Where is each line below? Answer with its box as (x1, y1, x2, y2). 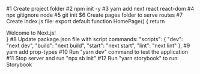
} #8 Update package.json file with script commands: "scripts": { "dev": (6, 36, 183, 42)
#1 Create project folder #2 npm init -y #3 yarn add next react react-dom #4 (6, 5, 195, 12)
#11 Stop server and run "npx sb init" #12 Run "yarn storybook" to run (6, 55, 178, 61)
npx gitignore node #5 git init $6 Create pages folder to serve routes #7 (6, 11, 183, 18)
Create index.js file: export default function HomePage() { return (6, 18, 165, 24)
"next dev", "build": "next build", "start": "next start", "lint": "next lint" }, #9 (6, 42, 190, 49)
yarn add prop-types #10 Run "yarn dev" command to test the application (6, 48, 188, 55)
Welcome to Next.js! (6, 29, 56, 36)
